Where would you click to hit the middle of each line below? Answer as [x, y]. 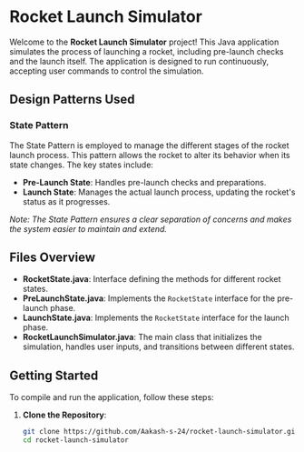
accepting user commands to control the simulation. [107, 71]
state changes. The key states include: [82, 165]
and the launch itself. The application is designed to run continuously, [139, 61]
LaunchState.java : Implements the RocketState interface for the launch [156, 318]
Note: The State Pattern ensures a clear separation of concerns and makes [151, 219]
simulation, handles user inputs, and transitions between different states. [158, 347]
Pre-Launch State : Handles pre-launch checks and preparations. [144, 182]
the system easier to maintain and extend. [88, 228]
